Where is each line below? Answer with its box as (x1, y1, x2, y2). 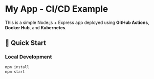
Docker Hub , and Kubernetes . (5, 24, 67, 30)
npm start (5, 69, 25, 74)
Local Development (5, 54, 52, 60)
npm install (5, 64, 29, 69)
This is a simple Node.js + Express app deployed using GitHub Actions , (5, 20, 149, 25)
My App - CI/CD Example (5, 3, 109, 15)
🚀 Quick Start (5, 39, 46, 47)
